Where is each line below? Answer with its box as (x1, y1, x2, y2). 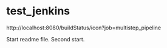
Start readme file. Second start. (6, 35, 85, 43)
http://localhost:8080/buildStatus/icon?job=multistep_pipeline (6, 24, 162, 31)
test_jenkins (6, 4, 70, 18)
